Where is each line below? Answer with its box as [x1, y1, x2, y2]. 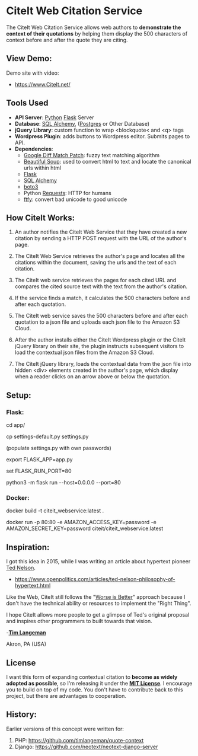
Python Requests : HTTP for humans [23, 189, 111, 196]
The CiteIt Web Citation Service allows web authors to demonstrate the [6, 24, 181, 31]
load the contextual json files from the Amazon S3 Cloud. [14, 349, 154, 356]
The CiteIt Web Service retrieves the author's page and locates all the [14, 253, 185, 260]
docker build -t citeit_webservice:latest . [6, 507, 104, 514]
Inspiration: [6, 542, 50, 552]
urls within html [23, 164, 61, 171]
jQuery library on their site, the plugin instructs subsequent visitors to [14, 343, 184, 350]
